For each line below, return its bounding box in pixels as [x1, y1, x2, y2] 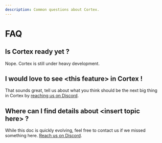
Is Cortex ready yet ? [5, 47, 69, 56]
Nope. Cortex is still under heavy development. [5, 61, 100, 66]
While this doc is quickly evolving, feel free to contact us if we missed [5, 127, 146, 133]
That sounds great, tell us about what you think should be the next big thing [5, 87, 158, 93]
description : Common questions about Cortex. [5, 7, 99, 12]
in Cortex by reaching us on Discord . [5, 93, 79, 99]
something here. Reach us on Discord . [5, 133, 82, 139]
